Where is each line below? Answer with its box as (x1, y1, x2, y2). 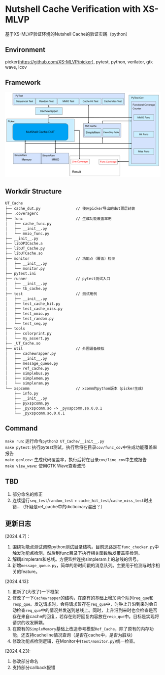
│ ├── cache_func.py (5, 221, 52, 226)
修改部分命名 (12, 658, 38, 664)
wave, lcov (5, 64, 27, 70)
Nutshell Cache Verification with (5, 3, 141, 15)
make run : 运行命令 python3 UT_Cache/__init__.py (5, 438, 104, 444)
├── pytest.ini (5, 271, 36, 276)
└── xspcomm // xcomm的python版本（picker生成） (5, 386, 146, 391)
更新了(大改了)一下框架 (12, 589, 59, 595)
